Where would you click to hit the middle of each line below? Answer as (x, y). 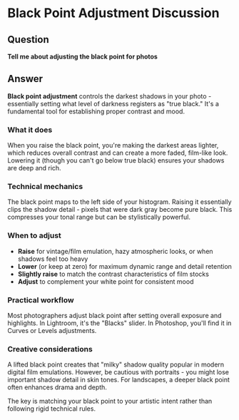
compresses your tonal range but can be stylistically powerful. (99, 217)
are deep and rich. (35, 168)
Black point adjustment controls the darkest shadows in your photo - (110, 96)
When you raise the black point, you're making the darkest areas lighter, (113, 145)
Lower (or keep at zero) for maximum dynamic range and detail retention (124, 266)
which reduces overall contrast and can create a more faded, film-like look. (118, 153)
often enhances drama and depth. (57, 387)
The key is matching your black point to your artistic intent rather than (110, 401)
